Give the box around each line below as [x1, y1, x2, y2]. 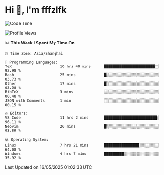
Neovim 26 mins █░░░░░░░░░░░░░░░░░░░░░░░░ [5, 124, 160, 129]
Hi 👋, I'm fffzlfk [5, 4, 67, 16]
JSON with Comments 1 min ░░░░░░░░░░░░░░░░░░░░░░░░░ [5, 98, 160, 103]
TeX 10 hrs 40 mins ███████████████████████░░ [5, 64, 160, 69]
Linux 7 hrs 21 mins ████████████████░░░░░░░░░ [5, 143, 160, 148]
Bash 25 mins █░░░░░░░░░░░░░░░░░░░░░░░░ [5, 72, 160, 77]
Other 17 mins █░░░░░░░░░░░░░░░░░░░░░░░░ [5, 81, 160, 86]
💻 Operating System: [5, 137, 49, 142]
